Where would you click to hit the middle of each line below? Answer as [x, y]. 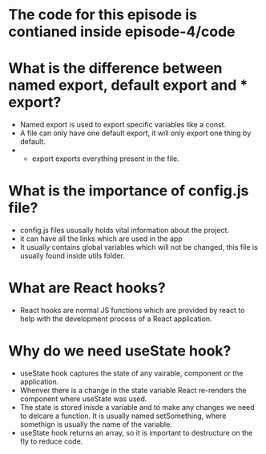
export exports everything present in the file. [105, 159]
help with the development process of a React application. [116, 319]
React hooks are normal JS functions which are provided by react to [132, 310]
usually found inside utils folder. [73, 256]
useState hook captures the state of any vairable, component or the [131, 373]
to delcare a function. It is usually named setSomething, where [123, 416]
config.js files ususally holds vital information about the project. [125, 231]
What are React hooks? [87, 288]
